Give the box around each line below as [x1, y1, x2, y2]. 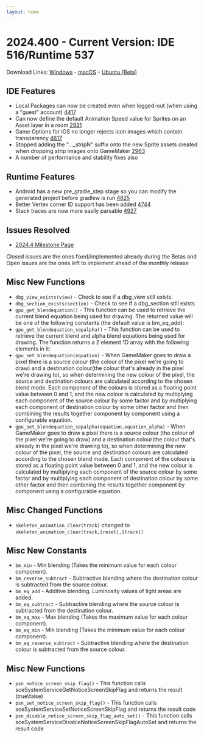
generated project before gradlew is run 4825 [15, 194, 130, 202]
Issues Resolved [6, 225, 70, 235]
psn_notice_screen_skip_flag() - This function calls [15, 680, 146, 687]
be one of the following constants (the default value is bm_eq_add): [15, 319, 185, 326]
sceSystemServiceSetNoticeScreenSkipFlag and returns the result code [15, 705, 196, 713]
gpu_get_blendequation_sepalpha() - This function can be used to [15, 326, 180, 333]
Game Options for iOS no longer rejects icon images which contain [15, 128, 183, 135]
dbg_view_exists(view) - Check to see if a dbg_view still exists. [15, 293, 174, 301]
